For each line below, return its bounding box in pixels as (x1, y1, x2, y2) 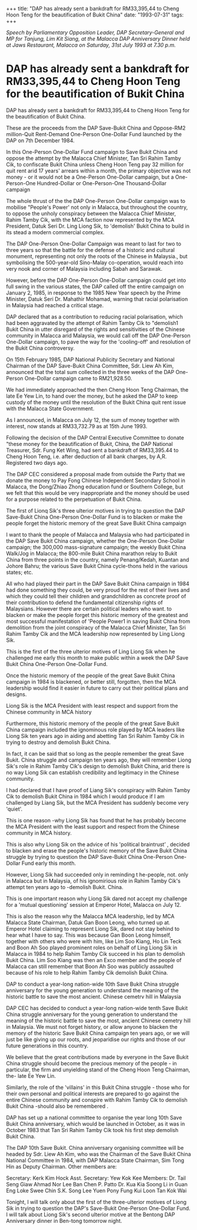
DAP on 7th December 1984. (6, 137, 75, 144)
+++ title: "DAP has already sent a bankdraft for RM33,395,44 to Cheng (6, 5, 179, 12)
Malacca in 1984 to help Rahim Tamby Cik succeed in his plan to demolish (6, 950, 185, 957)
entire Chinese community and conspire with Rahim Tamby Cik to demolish (6, 1096, 188, 1103)
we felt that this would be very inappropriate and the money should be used (6, 489, 190, 496)
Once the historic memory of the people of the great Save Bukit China (6, 672, 175, 679)
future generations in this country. (6, 1042, 89, 1049)
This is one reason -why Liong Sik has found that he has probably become (6, 816, 186, 824)
